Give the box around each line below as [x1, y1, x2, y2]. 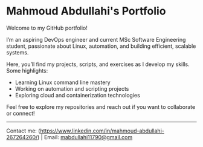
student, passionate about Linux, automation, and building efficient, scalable [6, 42, 196, 50]
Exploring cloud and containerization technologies [14, 91, 140, 99]
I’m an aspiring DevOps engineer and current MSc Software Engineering [6, 36, 186, 43]
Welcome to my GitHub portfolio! [6, 24, 88, 31]
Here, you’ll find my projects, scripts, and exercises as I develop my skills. [6, 60, 190, 68]
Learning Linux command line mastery [14, 79, 111, 86]
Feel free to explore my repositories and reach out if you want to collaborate [6, 103, 196, 110]
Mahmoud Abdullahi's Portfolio [6, 4, 166, 18]
